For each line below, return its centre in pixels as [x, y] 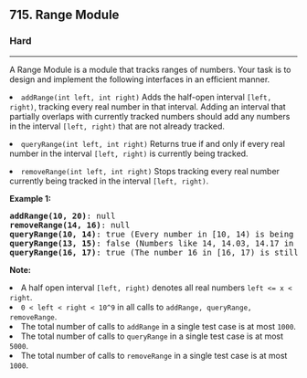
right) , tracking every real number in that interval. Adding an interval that [148, 106]
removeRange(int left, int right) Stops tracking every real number [151, 171]
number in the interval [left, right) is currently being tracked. [129, 153]
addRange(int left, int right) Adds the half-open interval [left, [147, 97]
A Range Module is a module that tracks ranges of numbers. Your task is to [150, 69]
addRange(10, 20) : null [63, 215]
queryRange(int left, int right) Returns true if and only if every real [153, 143]
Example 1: [31, 198]
